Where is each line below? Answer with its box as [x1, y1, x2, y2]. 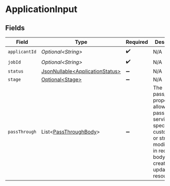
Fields [5, 24, 25, 32]
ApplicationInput [5, 4, 77, 15]
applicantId [8, 49, 37, 54]
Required [125, 39, 148, 45]
